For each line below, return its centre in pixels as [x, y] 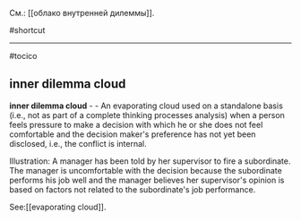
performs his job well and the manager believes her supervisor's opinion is [147, 180]
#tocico [23, 56]
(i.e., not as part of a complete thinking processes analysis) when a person [147, 115]
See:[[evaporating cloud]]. [58, 207]
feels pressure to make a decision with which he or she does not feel [136, 124]
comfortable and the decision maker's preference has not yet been [133, 134]
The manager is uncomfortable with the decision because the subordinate [146, 170]
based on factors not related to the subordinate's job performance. [133, 189]
